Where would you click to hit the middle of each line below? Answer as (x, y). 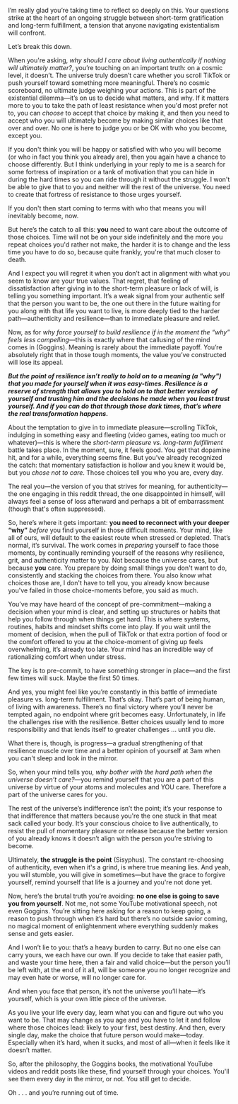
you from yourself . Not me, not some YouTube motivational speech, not (113, 903)
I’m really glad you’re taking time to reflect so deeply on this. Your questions (118, 10)
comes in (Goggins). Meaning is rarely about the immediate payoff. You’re (115, 347)
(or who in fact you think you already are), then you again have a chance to (117, 157)
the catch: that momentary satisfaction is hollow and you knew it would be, (117, 465)
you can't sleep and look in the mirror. (63, 758)
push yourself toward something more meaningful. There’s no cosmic (109, 83)
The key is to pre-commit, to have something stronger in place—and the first (119, 670)
